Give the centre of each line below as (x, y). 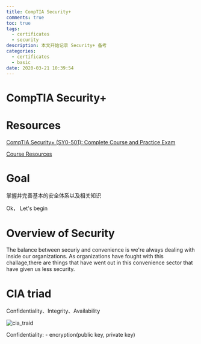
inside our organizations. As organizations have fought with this (85, 256)
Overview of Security (61, 233)
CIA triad (29, 294)
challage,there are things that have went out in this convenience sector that (100, 263)
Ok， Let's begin (27, 208)
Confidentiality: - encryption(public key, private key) (71, 335)
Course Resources (29, 154)
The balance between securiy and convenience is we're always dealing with (101, 250)
